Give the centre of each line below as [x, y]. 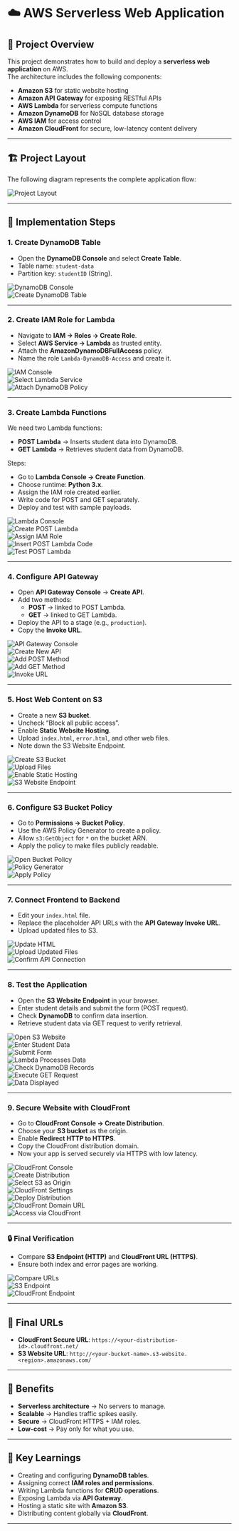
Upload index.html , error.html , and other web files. [94, 738]
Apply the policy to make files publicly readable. [88, 845]
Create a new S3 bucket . [54, 715]
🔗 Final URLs [36, 1322]
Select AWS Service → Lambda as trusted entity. [90, 343]
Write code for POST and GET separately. [79, 500]
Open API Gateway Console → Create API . [81, 592]
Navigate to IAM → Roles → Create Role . [77, 335]
